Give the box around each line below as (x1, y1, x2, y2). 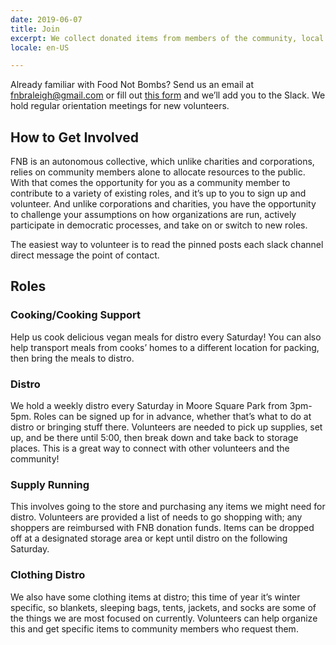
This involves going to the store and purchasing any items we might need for (10, 501, 326, 513)
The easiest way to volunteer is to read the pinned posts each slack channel (10, 239, 324, 251)
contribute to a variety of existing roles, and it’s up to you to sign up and (10, 187, 307, 200)
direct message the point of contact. (10, 249, 160, 261)
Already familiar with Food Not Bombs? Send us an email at (10, 79, 255, 91)
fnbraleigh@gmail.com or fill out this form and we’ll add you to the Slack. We (10, 89, 326, 101)
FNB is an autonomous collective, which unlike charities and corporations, (10, 156, 315, 168)
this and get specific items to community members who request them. (10, 622, 299, 635)
